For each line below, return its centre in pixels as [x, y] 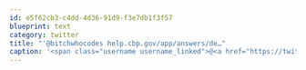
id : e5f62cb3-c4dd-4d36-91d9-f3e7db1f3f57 [91, 18]
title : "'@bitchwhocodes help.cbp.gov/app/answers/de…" [117, 43]
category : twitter [44, 35]
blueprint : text [40, 26]
